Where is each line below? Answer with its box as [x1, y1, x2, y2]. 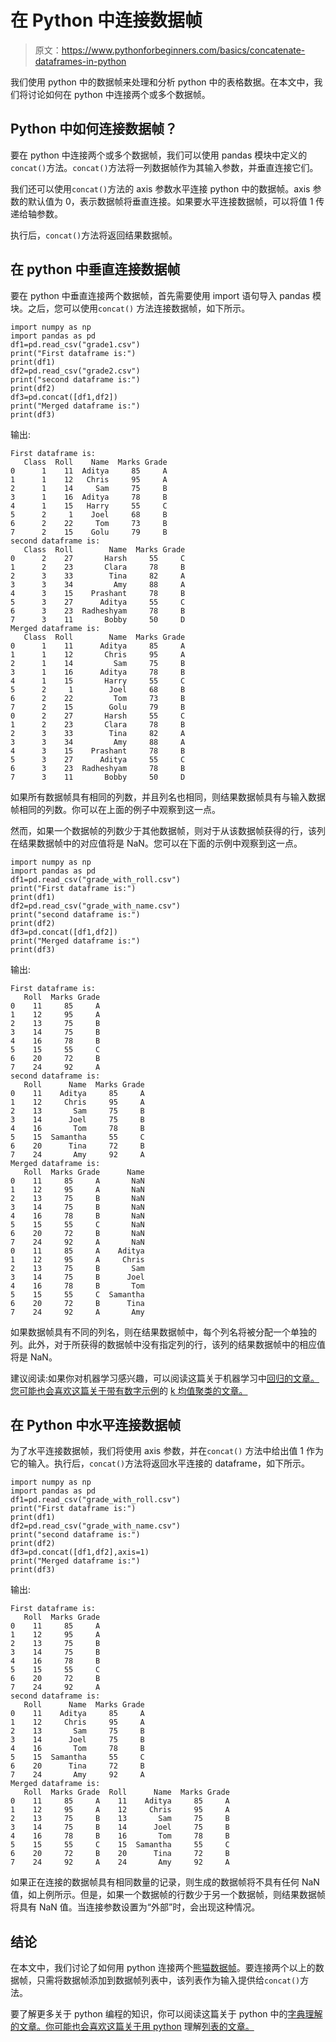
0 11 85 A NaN [10, 1176, 145, 1186]
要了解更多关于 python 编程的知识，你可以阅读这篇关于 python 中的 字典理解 [10, 2008, 323, 2020]
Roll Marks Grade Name [23, 1167, 145, 1177]
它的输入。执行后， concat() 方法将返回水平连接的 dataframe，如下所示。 [10, 1457, 310, 1470]
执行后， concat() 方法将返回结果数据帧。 [10, 229, 178, 241]
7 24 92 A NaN [10, 1237, 145, 1247]
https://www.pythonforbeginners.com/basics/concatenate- [61, 44, 306, 56]
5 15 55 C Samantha [10, 1289, 145, 1300]
